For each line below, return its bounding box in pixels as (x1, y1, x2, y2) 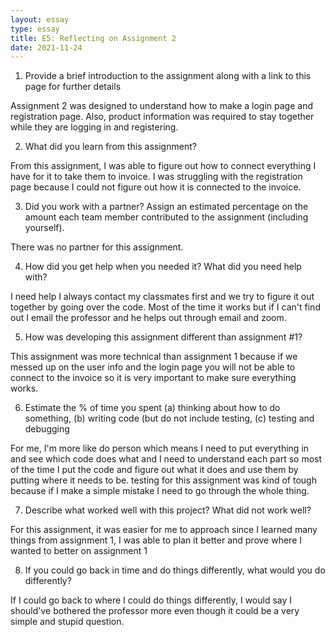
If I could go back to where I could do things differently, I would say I (10, 594, 293, 606)
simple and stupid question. (10, 616, 125, 628)
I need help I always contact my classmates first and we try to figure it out (10, 291, 315, 303)
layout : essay (10, 14, 70, 25)
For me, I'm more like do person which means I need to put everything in (10, 442, 310, 455)
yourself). (24, 222, 65, 234)
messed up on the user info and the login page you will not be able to (10, 361, 296, 373)
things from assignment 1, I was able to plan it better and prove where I (10, 534, 302, 546)
